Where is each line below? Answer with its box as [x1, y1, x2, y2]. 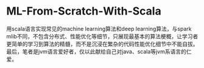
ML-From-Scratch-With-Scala [6, 4, 161, 18]
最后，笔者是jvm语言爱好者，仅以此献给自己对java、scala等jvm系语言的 [6, 47, 187, 55]
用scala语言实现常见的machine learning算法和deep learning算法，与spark [6, 25, 192, 32]
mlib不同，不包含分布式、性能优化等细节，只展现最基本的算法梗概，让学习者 [6, 32, 199, 40]
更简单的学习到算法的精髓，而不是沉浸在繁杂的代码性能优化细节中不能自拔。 [6, 40, 199, 47]
